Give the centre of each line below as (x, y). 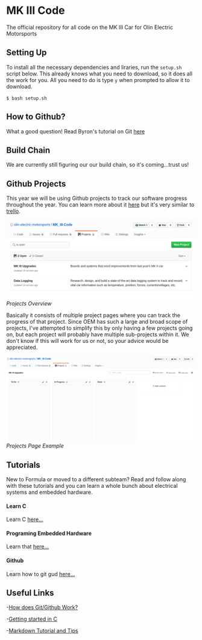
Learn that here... (28, 546)
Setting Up (27, 53)
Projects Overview (29, 304)
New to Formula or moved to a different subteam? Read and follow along (96, 479)
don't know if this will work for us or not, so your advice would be (87, 341)
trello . (14, 211)
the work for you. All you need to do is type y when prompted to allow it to (98, 80)
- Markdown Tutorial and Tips (42, 631)
